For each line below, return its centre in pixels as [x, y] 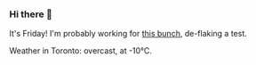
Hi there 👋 [31, 14]
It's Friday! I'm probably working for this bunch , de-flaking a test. [128, 34]
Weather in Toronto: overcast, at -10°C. [81, 51]
